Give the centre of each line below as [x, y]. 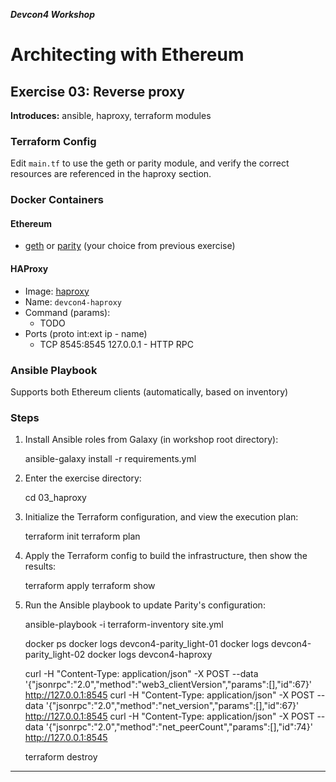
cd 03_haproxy [55, 498]
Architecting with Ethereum [127, 55]
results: [40, 566]
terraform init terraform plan [82, 536]
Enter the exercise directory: [83, 478]
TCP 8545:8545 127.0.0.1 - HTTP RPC [117, 344]
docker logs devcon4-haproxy [150, 655]
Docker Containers [57, 200]
